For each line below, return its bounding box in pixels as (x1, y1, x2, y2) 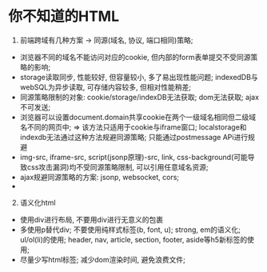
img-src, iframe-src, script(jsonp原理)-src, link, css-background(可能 (19, 152, 248, 162)
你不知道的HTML (8, 7, 120, 26)
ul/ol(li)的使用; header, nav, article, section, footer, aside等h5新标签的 (19, 234, 248, 244)
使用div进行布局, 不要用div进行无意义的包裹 (19, 214, 164, 224)
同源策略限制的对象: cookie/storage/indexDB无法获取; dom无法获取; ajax (19, 92, 260, 102)
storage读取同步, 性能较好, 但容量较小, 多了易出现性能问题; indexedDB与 (19, 72, 258, 82)
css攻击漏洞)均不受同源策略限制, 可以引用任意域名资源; (26, 162, 209, 172)
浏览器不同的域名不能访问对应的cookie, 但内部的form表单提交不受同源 (19, 52, 251, 62)
